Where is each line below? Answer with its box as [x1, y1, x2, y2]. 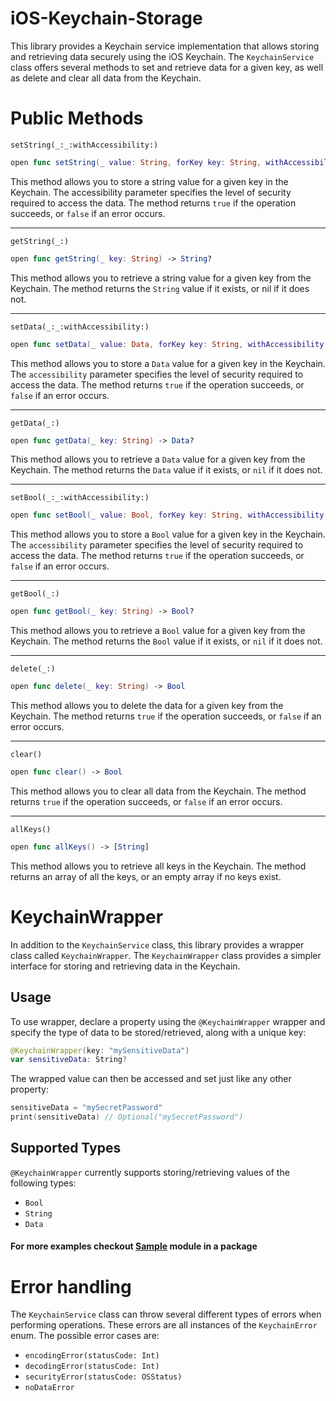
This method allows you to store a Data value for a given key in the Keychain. [10, 357, 326, 369]
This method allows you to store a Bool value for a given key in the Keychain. [10, 528, 326, 541]
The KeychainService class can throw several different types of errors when [10, 1308, 322, 1321]
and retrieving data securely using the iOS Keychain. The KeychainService [10, 50, 315, 62]
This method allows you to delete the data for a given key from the [10, 700, 284, 711]
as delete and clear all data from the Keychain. [10, 72, 202, 84]
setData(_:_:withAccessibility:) [10, 322, 150, 332]
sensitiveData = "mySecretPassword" [10, 1103, 163, 1113]
